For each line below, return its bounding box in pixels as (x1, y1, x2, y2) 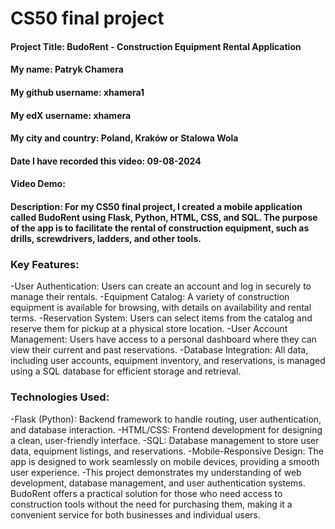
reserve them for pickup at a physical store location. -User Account (10, 323, 288, 335)
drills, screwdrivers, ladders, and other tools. (10, 232, 202, 244)
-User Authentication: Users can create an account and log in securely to (10, 280, 312, 292)
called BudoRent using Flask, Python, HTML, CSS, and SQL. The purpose (10, 211, 318, 223)
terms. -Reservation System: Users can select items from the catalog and (10, 312, 313, 324)
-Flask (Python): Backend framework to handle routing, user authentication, (10, 413, 322, 425)
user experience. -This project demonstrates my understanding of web (10, 466, 302, 478)
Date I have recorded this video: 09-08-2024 (10, 155, 202, 167)
